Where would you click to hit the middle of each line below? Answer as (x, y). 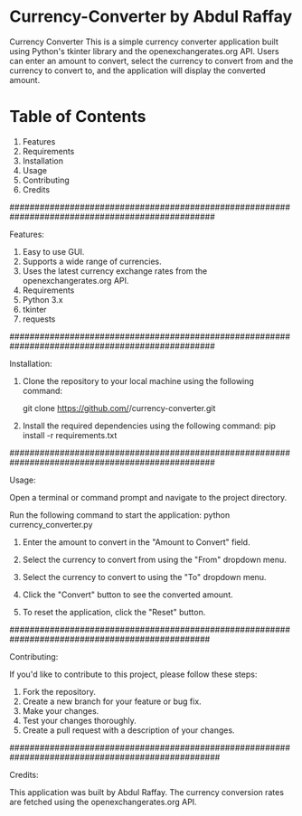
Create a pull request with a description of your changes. (128, 730)
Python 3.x (42, 299)
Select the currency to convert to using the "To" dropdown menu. (144, 577)
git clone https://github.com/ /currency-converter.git (119, 408)
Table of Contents (78, 117)
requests (39, 319)
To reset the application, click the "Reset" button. (114, 612)
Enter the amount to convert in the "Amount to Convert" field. (136, 542)
